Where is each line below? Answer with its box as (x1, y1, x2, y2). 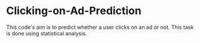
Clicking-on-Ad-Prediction (6, 4, 141, 18)
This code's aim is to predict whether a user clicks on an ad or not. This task (6, 24, 194, 31)
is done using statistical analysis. (6, 29, 87, 37)
